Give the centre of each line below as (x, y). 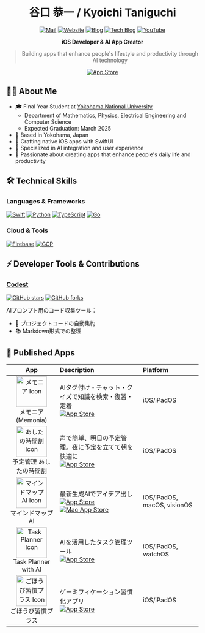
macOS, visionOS (168, 505)
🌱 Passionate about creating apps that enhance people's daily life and (103, 154)
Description (77, 370)
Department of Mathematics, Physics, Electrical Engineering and (105, 115)
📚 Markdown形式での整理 (48, 331)
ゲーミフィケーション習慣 (96, 592)
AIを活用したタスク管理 (93, 542)
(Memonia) (31, 420)
